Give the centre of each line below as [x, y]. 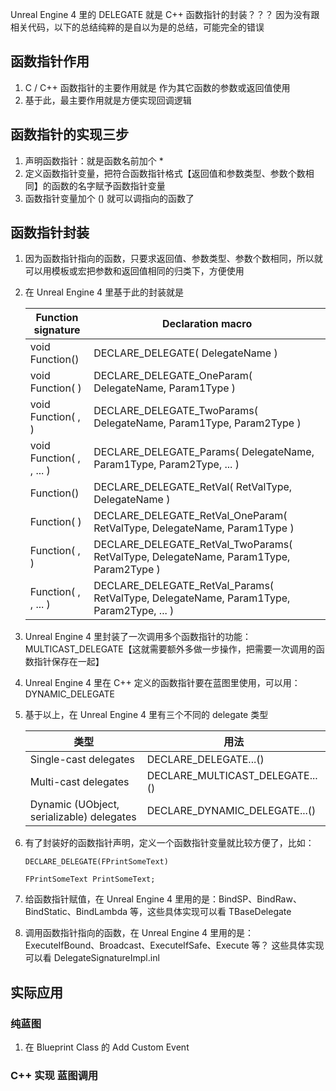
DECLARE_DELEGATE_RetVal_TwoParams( [193, 545]
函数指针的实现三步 [69, 134]
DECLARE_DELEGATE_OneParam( [173, 376]
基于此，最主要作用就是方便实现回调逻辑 [108, 100]
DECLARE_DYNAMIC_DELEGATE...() [231, 811]
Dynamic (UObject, [74, 805]
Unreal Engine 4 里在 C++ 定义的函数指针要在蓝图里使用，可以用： [162, 683]
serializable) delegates [83, 817]
